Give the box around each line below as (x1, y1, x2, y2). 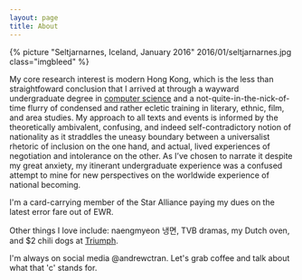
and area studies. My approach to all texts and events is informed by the (9, 112, 278, 123)
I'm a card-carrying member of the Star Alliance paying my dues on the (9, 196, 276, 208)
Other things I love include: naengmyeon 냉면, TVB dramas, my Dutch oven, (9, 225, 290, 236)
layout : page (9, 13, 59, 23)
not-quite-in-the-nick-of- (195, 92, 290, 104)
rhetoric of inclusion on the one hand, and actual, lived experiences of (9, 141, 271, 152)
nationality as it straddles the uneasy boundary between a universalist (9, 131, 270, 142)
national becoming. (9, 179, 81, 190)
